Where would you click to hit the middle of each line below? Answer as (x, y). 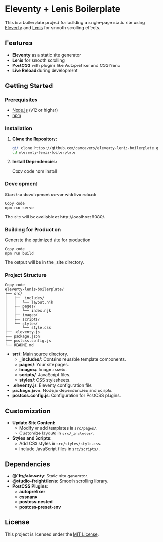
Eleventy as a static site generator (46, 55)
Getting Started (29, 86)
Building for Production (33, 229)
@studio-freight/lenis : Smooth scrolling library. (60, 481)
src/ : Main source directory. (40, 354)
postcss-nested (36, 502)
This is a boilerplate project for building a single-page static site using (75, 22)
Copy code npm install (35, 171)
